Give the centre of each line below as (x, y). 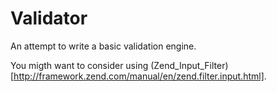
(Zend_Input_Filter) (189, 65)
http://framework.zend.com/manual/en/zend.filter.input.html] (139, 76)
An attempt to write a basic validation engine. (103, 46)
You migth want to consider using (79, 65)
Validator (49, 18)
